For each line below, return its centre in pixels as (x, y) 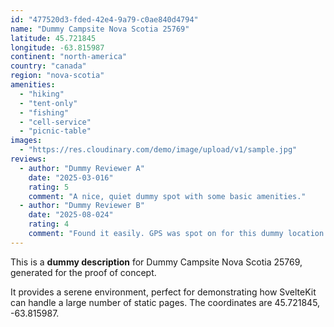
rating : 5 (49, 187)
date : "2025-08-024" (71, 215)
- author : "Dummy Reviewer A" (82, 168)
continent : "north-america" (69, 57)
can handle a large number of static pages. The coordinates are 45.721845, (165, 302)
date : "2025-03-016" (71, 177)
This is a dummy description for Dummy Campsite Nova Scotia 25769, (156, 262)
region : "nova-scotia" (57, 76)
